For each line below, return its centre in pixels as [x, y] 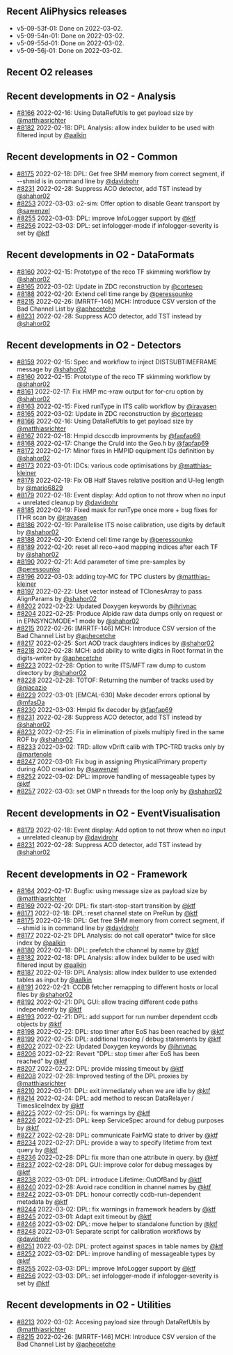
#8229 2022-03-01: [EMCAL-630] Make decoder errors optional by [113, 695]
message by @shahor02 [52, 369]
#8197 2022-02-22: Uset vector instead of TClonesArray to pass [109, 591]
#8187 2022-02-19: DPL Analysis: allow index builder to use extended [116, 973]
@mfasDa [31, 702]
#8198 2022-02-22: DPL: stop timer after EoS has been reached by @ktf [120, 1032]
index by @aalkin [41, 943]
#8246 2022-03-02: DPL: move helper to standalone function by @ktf [117, 1224]
